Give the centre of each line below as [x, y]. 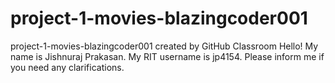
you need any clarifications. [67, 67]
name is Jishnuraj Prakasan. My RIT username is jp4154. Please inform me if [167, 56]
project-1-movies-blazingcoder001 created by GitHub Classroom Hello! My [164, 46]
